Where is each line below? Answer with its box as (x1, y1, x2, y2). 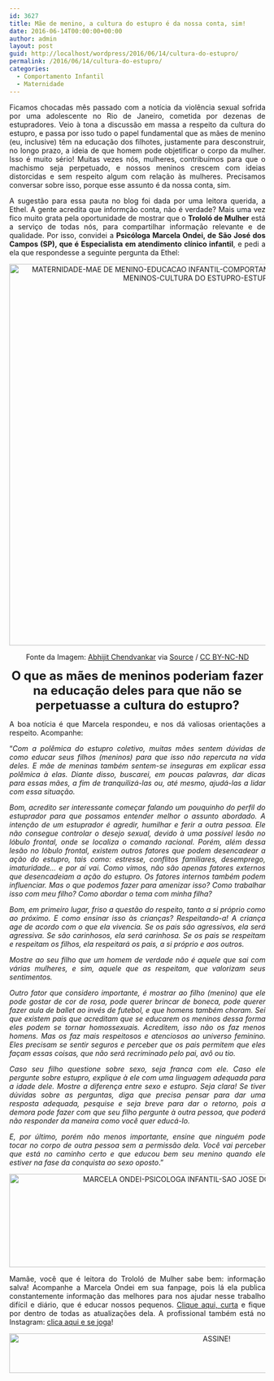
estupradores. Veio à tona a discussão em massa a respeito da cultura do (9, 119, 266, 129)
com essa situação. (9, 786, 76, 797)
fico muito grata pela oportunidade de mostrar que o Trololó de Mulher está (9, 213, 266, 223)
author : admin (9, 34, 58, 43)
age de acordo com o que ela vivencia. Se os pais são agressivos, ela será (9, 922, 266, 932)
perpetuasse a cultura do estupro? (35, 697, 240, 713)
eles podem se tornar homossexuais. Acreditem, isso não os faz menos (9, 1022, 266, 1032)
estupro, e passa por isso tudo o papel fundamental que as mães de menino (9, 128, 266, 138)
